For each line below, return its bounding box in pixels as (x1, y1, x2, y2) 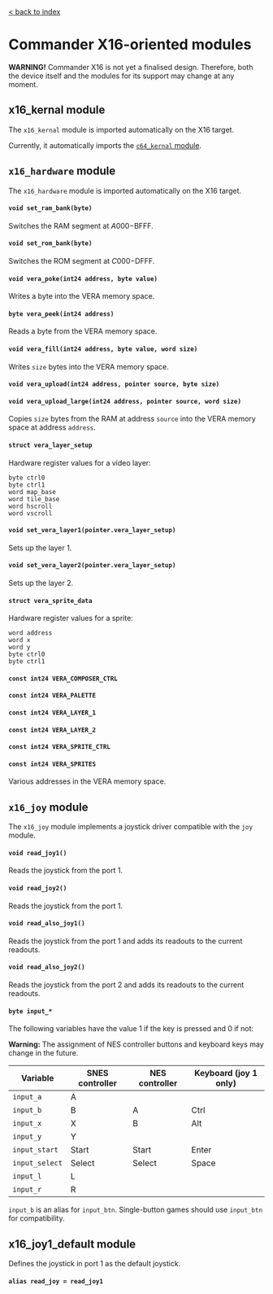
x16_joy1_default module (8, 1237, 136, 1251)
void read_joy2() (8, 884, 67, 892)
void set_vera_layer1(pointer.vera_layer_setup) (8, 527, 176, 535)
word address (8, 629, 53, 637)
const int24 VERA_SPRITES (8, 760, 96, 768)
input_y (12, 1132, 42, 1142)
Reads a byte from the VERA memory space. (8, 326, 158, 336)
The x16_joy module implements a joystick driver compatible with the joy (8, 822, 253, 832)
